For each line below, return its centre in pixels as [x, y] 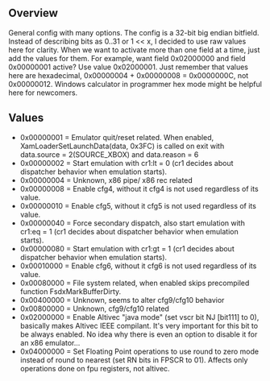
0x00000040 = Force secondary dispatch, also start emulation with [133, 223]
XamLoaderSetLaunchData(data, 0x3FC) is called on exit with [122, 146]
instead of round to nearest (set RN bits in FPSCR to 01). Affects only [134, 360]
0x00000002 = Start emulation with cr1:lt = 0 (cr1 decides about [127, 163]
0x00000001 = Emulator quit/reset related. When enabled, [117, 137]
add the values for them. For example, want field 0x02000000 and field [127, 58]
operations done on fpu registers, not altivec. [95, 368]
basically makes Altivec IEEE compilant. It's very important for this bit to [139, 325]
